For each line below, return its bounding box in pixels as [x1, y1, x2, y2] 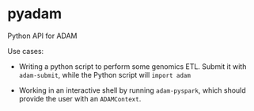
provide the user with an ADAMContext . [18, 94, 142, 103]
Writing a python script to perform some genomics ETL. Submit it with [18, 61, 247, 71]
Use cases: [7, 46, 44, 55]
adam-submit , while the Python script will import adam [18, 70, 191, 79]
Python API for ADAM [7, 31, 78, 40]
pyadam [7, 5, 63, 23]
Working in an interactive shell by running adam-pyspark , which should [18, 85, 246, 95]
